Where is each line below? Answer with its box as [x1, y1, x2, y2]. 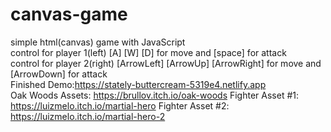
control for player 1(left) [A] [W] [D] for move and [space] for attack [10, 46, 287, 58]
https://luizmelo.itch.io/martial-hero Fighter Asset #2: [10, 99, 230, 112]
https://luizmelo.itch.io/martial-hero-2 [10, 110, 166, 122]
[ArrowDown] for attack [10, 68, 108, 80]
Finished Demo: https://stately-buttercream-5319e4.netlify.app [10, 78, 267, 90]
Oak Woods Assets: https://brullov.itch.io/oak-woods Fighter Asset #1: [10, 89, 300, 101]
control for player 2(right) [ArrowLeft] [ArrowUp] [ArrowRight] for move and [10, 57, 322, 69]
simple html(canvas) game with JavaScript [10, 36, 186, 48]
